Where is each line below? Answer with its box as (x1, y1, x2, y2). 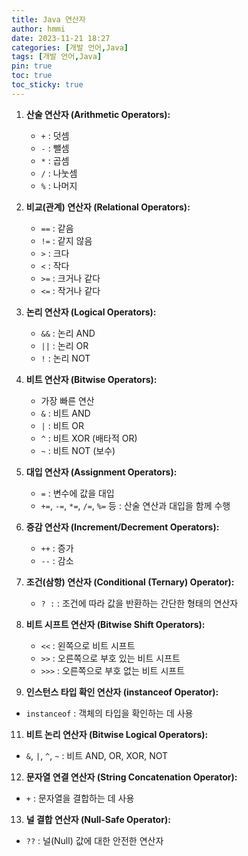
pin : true (11, 61, 53, 71)
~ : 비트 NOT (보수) (40, 444, 116, 456)
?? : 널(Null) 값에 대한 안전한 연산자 (25, 834, 164, 846)
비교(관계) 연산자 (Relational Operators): (25, 201, 191, 213)
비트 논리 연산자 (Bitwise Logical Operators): (25, 728, 209, 740)
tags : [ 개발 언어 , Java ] (11, 52, 103, 62)
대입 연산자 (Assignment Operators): (25, 466, 178, 478)
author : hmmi (11, 24, 66, 34)
